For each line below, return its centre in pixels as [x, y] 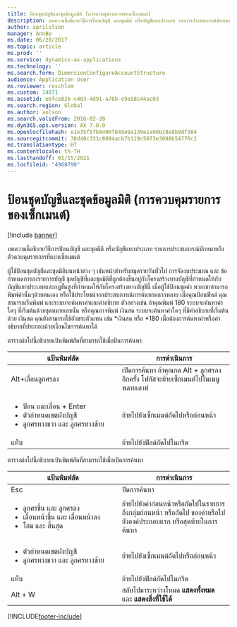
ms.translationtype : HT [42, 145]
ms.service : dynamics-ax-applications [64, 60]
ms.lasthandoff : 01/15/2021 [49, 158]
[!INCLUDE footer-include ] [45, 616]
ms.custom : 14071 [33, 92]
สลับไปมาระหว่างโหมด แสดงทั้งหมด [169, 590]
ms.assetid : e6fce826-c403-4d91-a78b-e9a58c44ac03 [83, 99]
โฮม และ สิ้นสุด [43, 525]
